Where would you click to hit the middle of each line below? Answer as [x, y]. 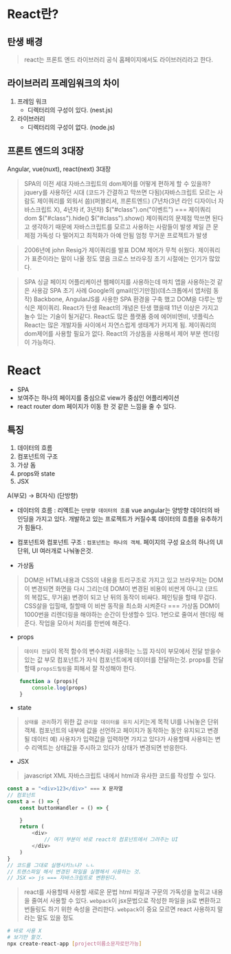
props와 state [36, 474]
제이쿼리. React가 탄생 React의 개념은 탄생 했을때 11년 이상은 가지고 [128, 307]
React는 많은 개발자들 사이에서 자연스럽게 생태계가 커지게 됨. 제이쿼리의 [120, 325]
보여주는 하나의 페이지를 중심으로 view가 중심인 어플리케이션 [98, 398]
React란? [33, 14]
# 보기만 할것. [25, 937]
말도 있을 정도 [55, 918]
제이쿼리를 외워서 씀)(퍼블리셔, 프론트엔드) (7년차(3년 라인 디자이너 [127, 201]
